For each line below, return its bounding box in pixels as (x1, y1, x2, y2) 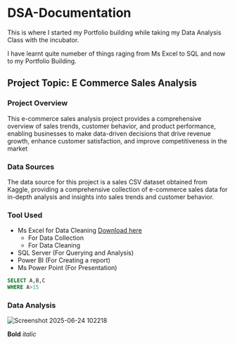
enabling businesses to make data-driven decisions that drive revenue (7, 129, 211, 138)
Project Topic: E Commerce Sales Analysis (7, 77, 197, 89)
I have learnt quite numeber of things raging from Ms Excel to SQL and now (7, 49, 226, 58)
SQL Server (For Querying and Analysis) (17, 248, 134, 257)
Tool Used (7, 210, 43, 219)
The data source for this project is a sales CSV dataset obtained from (7, 177, 208, 186)
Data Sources (7, 162, 55, 172)
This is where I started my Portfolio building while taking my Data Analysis (7, 28, 222, 37)
